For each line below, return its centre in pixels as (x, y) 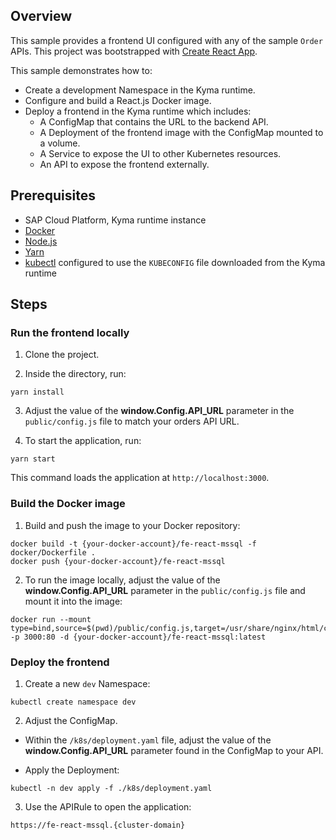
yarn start (33, 459)
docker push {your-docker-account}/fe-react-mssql (118, 561)
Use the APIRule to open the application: (108, 806)
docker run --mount (51, 619)
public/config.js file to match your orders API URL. (132, 421)
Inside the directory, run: (75, 374)
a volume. (60, 143)
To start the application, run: (83, 441)
